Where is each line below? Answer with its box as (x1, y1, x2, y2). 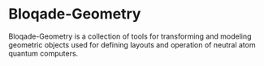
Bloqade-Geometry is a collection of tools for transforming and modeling (8, 31, 252, 41)
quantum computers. (8, 48, 79, 58)
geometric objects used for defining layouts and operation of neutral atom (8, 39, 256, 49)
